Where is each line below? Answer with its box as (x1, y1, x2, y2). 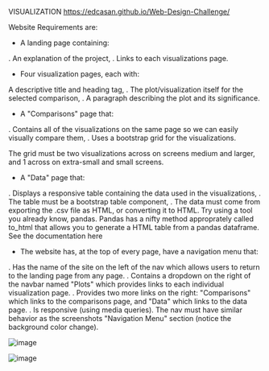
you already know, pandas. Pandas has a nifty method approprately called (8, 214, 255, 224)
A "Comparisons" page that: (19, 109, 114, 118)
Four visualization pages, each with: (19, 69, 139, 79)
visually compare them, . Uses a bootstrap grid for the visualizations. (8, 133, 236, 142)
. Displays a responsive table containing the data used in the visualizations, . (8, 188, 262, 198)
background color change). (8, 322, 99, 332)
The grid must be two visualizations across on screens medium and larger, (8, 149, 255, 158)
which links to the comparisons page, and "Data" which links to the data (8, 297, 248, 306)
